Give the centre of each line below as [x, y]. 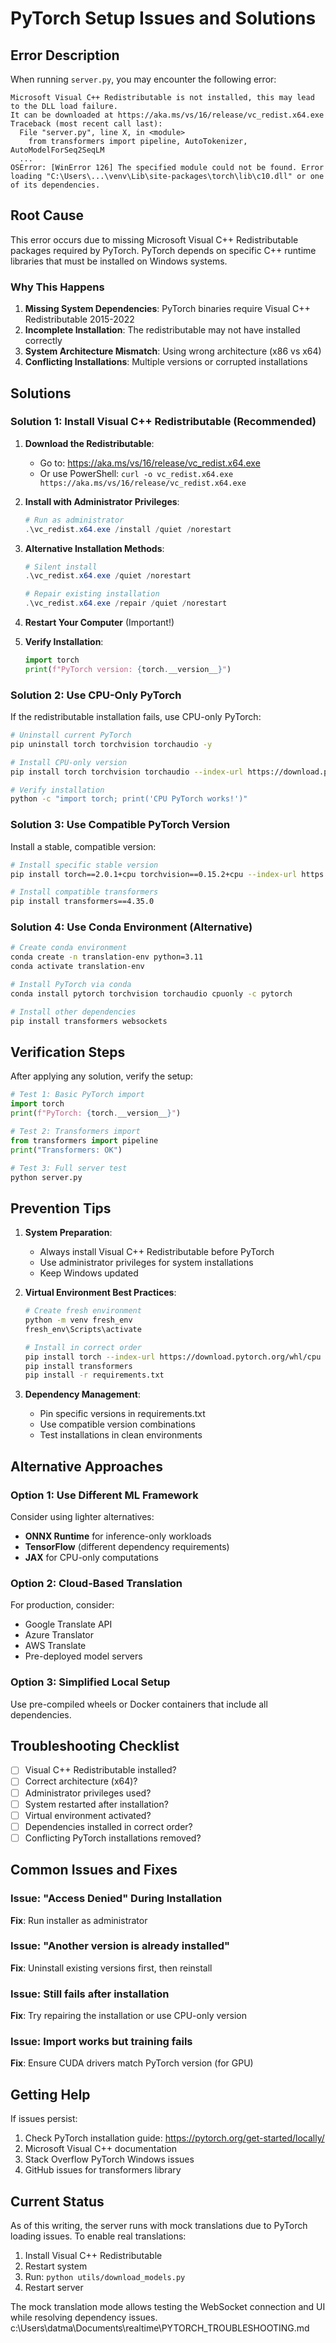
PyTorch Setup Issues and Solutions [163, 18]
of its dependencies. [55, 185]
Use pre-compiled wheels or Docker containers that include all [139, 1704]
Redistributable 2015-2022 [79, 319]
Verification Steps [68, 1052]
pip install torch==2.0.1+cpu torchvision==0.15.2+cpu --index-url [154, 874]
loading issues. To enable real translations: [98, 2236]
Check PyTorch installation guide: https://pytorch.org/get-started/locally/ [174, 2138]
